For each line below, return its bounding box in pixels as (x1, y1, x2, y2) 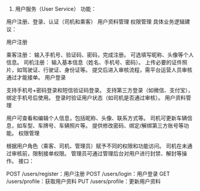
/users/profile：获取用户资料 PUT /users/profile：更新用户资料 (6, 178, 161, 185)
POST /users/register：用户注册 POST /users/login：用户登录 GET (6, 171, 170, 177)
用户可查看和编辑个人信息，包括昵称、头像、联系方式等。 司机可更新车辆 (6, 114, 187, 122)
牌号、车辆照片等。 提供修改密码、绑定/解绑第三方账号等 (43, 122, 184, 129)
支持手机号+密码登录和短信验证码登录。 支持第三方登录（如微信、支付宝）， (6, 87, 194, 93)
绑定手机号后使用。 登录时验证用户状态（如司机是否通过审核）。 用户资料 (6, 94, 186, 101)
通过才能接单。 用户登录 (6, 74, 66, 81)
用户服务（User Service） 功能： (14, 5, 96, 12)
